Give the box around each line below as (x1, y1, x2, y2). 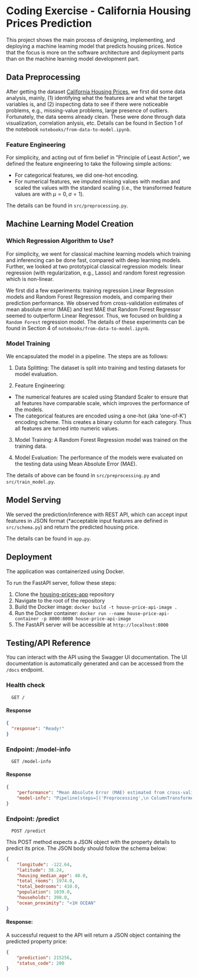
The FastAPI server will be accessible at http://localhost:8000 (14, 621, 169, 628)
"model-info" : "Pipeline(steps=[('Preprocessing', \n (16, 795, 149, 801)
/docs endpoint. (6, 667, 44, 674)
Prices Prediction (6, 17, 93, 30)
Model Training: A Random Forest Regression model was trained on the (14, 436, 187, 444)
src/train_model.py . (6, 478, 55, 486)
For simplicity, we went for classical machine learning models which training (6, 250, 191, 257)
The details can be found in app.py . (6, 535, 91, 542)
